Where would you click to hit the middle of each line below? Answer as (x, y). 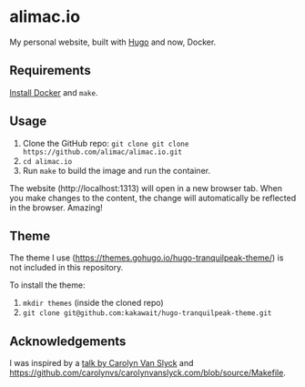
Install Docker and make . (54, 92)
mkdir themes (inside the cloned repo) (93, 303)
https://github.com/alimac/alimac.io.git (102, 152)
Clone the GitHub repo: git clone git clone (106, 143)
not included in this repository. (66, 268)
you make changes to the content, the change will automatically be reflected (153, 198)
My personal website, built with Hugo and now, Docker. (113, 42)
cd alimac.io (47, 161)
